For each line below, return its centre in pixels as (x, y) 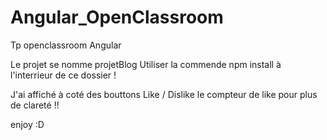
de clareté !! (35, 105)
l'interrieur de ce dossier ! (63, 75)
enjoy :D (27, 124)
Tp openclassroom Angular (66, 45)
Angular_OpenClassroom (117, 17)
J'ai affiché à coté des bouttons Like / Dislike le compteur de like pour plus (164, 94)
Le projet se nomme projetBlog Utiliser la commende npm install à (146, 64)
